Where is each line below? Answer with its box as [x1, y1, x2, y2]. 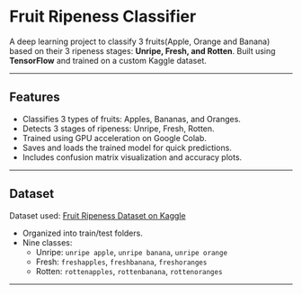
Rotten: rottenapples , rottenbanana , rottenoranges [35, 265, 223, 276]
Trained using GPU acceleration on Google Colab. [22, 132, 207, 143]
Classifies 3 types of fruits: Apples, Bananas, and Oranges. [22, 113, 241, 124]
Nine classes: [22, 236, 73, 248]
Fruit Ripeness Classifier [9, 6, 197, 27]
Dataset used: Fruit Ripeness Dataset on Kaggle [9, 209, 186, 221]
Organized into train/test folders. [22, 227, 144, 238]
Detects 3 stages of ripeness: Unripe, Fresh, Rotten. [22, 123, 215, 134]
